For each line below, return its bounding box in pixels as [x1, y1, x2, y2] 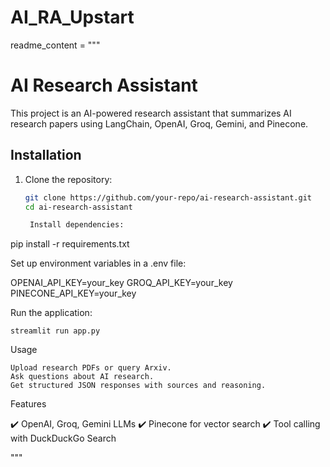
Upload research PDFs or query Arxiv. [10, 363, 172, 373]
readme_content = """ [10, 39, 101, 51]
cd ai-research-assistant [24, 202, 133, 212]
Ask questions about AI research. [10, 372, 155, 382]
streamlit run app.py [10, 326, 101, 336]
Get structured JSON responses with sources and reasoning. [10, 381, 267, 391]
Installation [10, 147, 82, 164]
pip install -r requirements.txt [10, 238, 130, 250]
